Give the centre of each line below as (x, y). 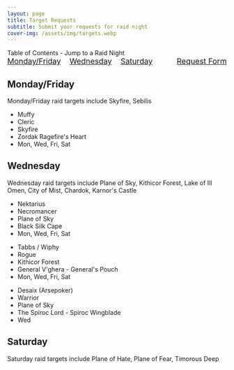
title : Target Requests (42, 20)
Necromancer (37, 211)
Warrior (28, 297)
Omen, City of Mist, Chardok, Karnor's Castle (72, 190)
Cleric (26, 122)
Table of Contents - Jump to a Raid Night (66, 53)
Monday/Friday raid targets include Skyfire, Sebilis (79, 101)
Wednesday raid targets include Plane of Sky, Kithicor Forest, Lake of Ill (110, 183)
